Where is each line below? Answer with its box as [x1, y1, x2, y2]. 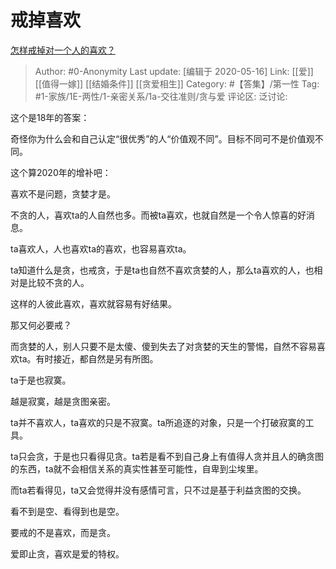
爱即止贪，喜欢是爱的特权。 [10, 547, 125, 560]
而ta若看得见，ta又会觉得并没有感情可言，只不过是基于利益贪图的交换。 [10, 484, 307, 496]
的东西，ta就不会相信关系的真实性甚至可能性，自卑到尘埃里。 [10, 462, 264, 475]
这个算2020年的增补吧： [10, 166, 112, 178]
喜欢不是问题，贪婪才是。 [10, 187, 116, 200]
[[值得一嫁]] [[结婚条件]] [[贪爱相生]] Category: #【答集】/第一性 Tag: [34, 77, 320, 90]
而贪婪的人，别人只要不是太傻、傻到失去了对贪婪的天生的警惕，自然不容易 [10, 340, 317, 352]
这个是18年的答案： [10, 111, 90, 123]
